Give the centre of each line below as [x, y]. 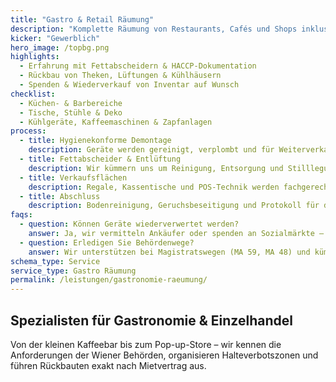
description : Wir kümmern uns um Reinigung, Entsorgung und [156, 168]
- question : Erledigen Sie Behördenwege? [107, 242]
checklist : [33, 94]
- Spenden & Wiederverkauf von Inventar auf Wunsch [129, 85]
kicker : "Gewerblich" [55, 38]
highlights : [35, 57]
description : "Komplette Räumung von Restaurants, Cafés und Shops [154, 29]
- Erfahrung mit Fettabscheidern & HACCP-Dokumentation [138, 66]
